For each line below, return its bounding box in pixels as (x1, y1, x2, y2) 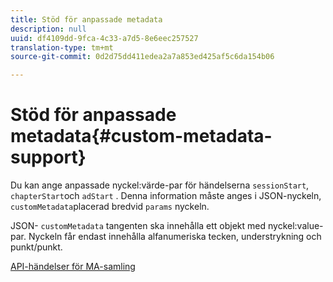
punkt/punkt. (10, 241, 63, 253)
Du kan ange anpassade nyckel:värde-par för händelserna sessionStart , (10, 179, 310, 191)
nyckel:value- (268, 220, 324, 232)
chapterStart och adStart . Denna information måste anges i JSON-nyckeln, (10, 190, 322, 202)
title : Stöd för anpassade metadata (10, 14, 163, 25)
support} (10, 146, 87, 169)
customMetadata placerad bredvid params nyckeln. (10, 201, 210, 213)
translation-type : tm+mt (10, 42, 114, 53)
